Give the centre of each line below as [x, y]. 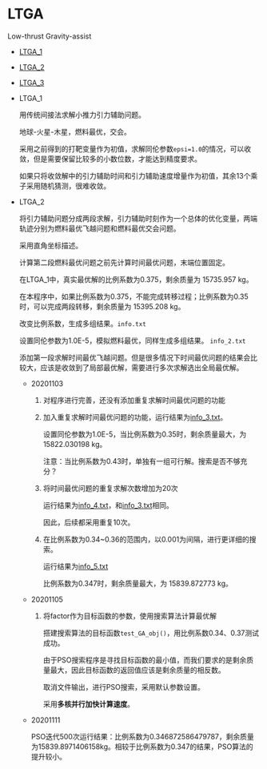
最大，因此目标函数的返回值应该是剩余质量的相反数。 [137, 670]
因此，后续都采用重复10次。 [89, 522]
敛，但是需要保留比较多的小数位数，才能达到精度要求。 [110, 159]
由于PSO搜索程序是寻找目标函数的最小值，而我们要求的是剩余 [145, 660]
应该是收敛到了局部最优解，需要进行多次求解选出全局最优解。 [142, 367]
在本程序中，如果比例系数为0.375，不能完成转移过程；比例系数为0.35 [133, 296]
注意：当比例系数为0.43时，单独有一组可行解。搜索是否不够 [141, 461]
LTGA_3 [32, 83]
